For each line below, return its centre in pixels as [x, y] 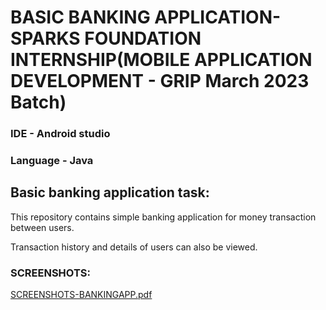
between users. [42, 227]
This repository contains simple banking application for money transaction [163, 217]
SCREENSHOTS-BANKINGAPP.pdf [81, 295]
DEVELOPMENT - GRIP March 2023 [160, 81]
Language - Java [52, 161]
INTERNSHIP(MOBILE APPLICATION [161, 60]
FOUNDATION [143, 38]
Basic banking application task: [110, 192]
